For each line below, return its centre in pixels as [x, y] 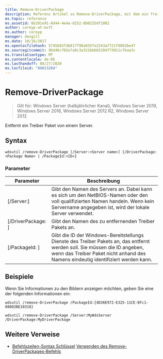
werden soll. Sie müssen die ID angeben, [98, 247]
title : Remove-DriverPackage [34, 9]
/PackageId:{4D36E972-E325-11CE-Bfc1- [109, 302]
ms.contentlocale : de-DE [30, 59]
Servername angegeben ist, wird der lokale [100, 207]
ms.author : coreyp [24, 32]
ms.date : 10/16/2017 [26, 41]
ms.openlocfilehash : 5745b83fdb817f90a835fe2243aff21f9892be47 [70, 46]
